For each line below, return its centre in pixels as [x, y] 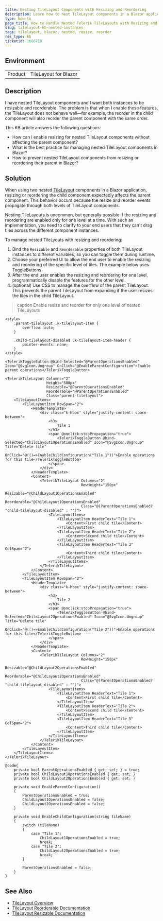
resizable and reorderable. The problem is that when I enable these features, [81, 108]
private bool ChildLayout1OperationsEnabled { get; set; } [75, 774]
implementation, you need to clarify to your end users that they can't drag [79, 225]
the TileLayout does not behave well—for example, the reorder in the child [79, 113]
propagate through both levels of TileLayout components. [63, 206]
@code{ [12, 766]
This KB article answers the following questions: [53, 128]
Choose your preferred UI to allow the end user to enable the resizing [81, 260]
